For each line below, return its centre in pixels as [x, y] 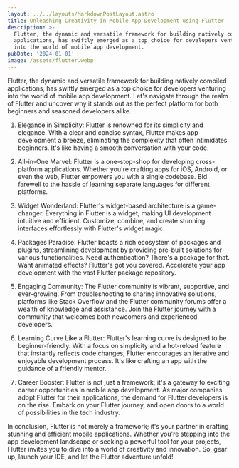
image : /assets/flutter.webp [51, 61]
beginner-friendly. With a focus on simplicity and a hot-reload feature [119, 345]
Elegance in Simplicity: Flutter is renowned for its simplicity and [110, 125]
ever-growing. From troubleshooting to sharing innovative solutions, [117, 294]
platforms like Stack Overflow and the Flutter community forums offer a [122, 301]
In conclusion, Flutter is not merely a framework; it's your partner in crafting [118, 426]
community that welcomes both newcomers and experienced [107, 316]
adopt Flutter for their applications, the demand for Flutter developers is [123, 397]
